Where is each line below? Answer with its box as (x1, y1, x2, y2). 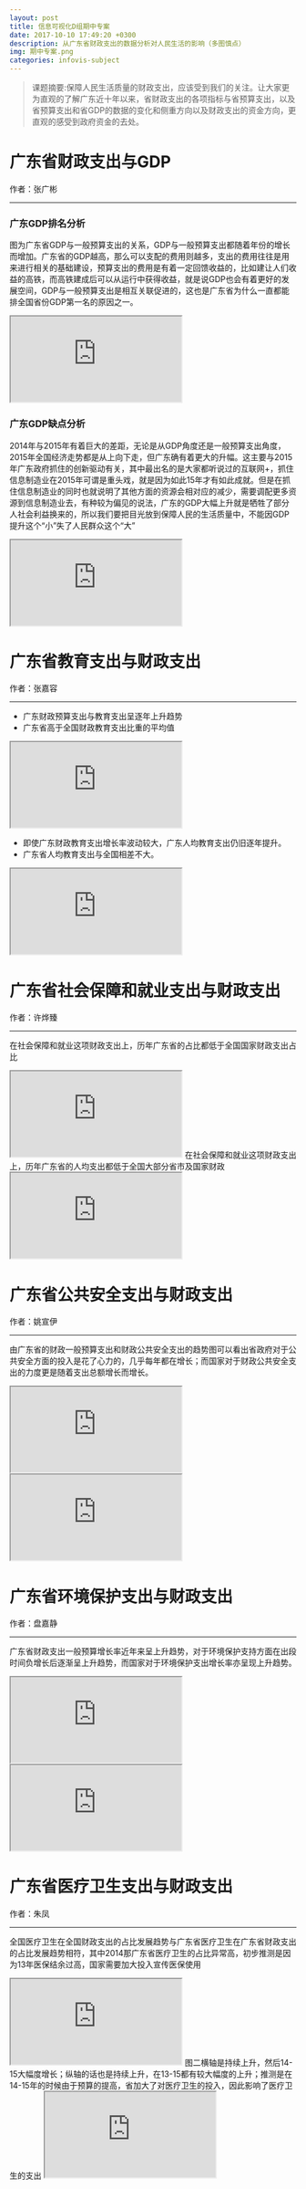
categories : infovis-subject (9, 56, 120, 65)
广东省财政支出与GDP (9, 152, 171, 173)
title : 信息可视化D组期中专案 (9, 22, 111, 31)
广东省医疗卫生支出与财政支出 (9, 1877, 234, 1897)
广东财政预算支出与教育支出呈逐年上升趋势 (22, 711, 183, 722)
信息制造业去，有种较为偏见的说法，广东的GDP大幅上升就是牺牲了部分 (25, 497, 290, 508)
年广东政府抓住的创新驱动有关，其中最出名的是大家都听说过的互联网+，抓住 (9, 463, 294, 474)
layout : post (9, 13, 59, 23)
